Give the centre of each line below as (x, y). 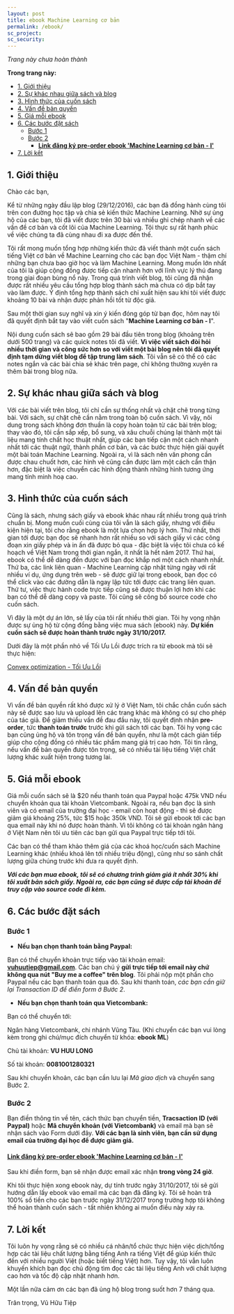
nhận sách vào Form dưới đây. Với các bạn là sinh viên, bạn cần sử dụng (112, 1133)
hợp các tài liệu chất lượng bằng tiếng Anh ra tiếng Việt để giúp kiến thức (112, 1253)
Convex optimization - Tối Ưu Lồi (54, 666)
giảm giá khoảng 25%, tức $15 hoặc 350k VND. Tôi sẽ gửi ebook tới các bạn (117, 818)
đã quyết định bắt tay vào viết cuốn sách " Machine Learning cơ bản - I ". (111, 320)
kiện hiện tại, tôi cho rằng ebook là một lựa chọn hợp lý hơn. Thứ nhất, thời (114, 530)
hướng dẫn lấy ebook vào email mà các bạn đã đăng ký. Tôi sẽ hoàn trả (109, 1193)
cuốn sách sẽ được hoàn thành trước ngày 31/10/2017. (87, 632)
